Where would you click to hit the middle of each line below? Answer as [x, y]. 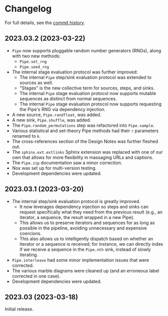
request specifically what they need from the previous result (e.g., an [91, 212]
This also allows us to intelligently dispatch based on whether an [86, 239]
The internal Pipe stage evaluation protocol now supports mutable [88, 93]
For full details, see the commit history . [45, 23]
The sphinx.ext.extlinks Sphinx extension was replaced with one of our [87, 152]
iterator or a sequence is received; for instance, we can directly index [91, 244]
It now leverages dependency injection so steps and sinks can [84, 206]
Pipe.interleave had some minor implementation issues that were [80, 260]
